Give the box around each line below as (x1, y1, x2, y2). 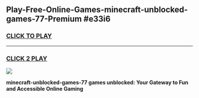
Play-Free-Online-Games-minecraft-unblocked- (6, 5, 188, 15)
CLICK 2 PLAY (6, 54, 47, 62)
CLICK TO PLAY (6, 32, 52, 40)
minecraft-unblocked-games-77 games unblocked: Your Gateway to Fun (6, 78, 188, 86)
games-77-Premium (6, 14, 82, 24)
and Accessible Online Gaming (6, 85, 84, 92)
